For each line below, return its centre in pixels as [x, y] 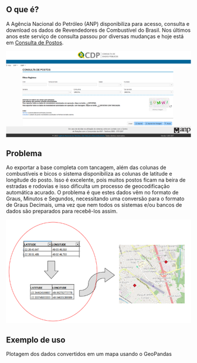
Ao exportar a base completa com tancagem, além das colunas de [86, 167]
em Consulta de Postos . [35, 42]
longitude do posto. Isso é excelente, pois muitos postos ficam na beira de [96, 180]
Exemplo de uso [36, 340]
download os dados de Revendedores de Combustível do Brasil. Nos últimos [98, 30]
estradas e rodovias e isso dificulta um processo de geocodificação [88, 186]
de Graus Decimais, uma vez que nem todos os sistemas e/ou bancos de [94, 205]
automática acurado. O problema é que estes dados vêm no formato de [92, 193]
